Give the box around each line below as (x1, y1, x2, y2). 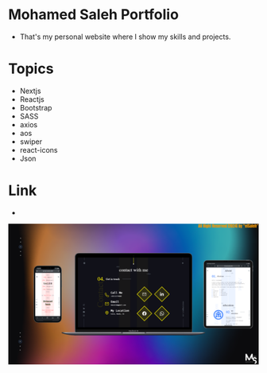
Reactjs (19, 94, 45, 104)
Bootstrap (19, 103, 52, 112)
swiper (19, 137, 43, 146)
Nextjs (19, 86, 41, 95)
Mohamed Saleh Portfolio (8, 6, 179, 24)
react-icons (19, 145, 58, 154)
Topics (8, 60, 54, 78)
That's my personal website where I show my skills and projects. (19, 32, 231, 41)
